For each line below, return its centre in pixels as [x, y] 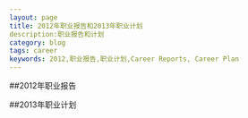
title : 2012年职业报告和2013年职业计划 [76, 26]
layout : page [34, 17]
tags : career [34, 51]
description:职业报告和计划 [57, 34]
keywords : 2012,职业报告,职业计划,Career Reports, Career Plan [124, 59]
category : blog [38, 42]
